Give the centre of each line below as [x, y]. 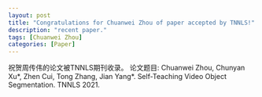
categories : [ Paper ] [42, 45]
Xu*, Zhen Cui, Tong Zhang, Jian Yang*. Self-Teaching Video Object [117, 77]
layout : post [30, 15]
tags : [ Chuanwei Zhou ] [45, 37]
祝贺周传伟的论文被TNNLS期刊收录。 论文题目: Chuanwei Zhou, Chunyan [127, 68]
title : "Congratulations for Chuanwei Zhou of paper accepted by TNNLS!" [132, 23]
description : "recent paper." [58, 30]
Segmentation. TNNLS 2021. [54, 85]
